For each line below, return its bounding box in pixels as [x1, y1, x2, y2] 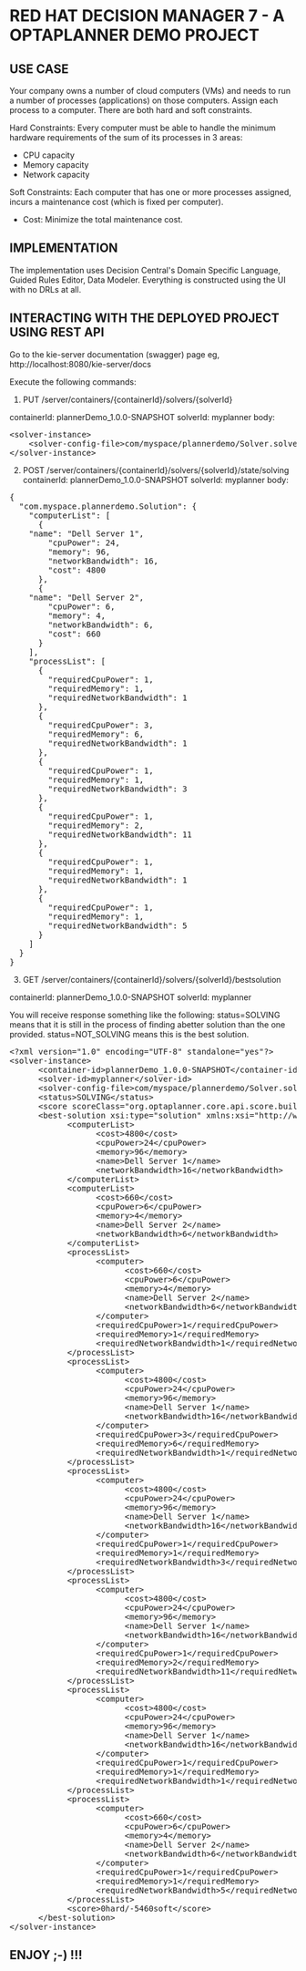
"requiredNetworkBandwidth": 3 [47, 783, 188, 794]
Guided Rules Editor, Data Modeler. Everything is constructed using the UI [9, 274, 286, 285]
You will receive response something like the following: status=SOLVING [9, 1009, 280, 1020]
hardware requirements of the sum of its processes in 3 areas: [9, 132, 243, 142]
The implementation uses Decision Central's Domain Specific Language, [9, 264, 280, 275]
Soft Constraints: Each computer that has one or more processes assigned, [9, 187, 291, 197]
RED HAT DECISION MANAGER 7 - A [9, 5, 285, 26]
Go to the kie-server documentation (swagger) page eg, [9, 348, 220, 360]
